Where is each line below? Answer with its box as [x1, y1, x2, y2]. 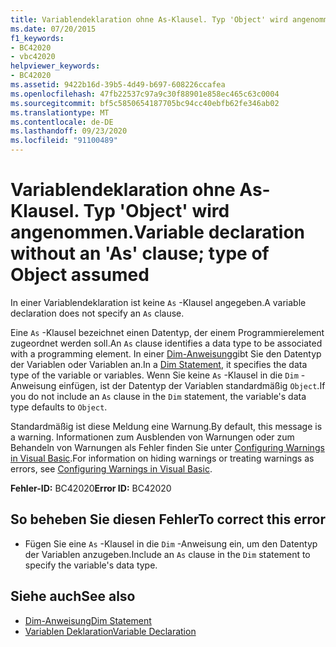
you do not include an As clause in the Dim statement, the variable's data [10, 390, 307, 402]
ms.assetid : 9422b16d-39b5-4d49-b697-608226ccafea [10, 80, 226, 90]
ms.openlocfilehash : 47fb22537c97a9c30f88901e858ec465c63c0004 [10, 89, 280, 99]
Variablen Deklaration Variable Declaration [24, 625, 197, 637]
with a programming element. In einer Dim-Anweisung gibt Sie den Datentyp [10, 347, 322, 360]
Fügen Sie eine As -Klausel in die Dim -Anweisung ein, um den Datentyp [24, 537, 318, 550]
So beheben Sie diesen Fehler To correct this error [10, 511, 326, 528]
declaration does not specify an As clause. [10, 307, 185, 319]
